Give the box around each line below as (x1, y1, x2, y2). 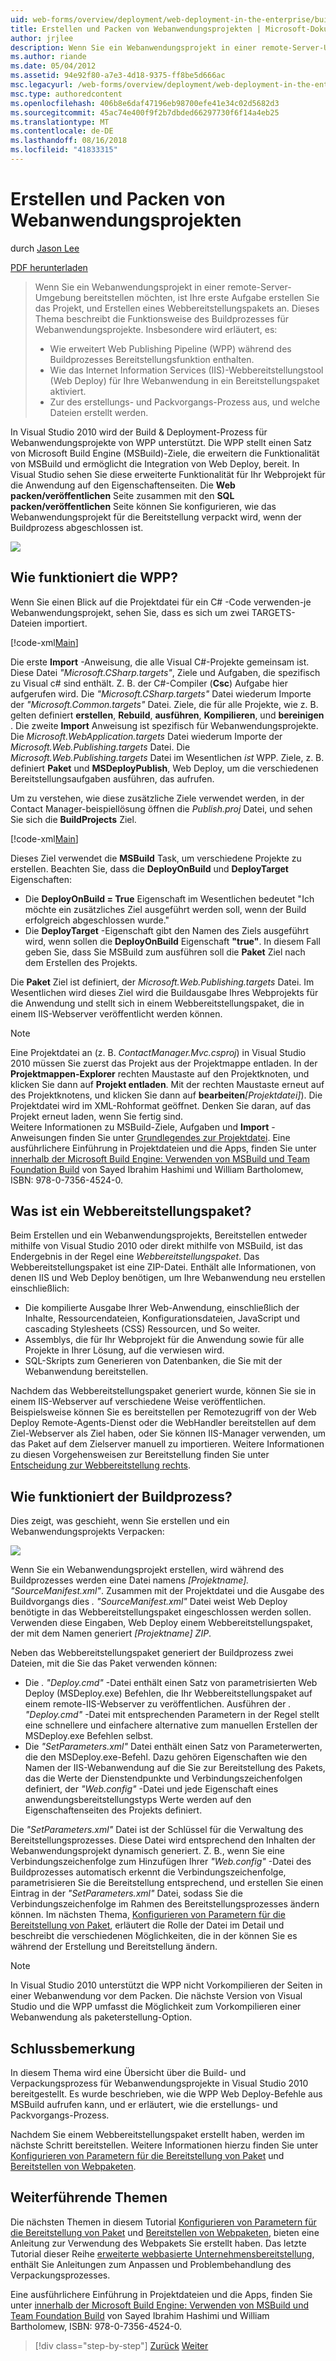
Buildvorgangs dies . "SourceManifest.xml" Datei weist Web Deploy (10, 1596, 288, 1608)
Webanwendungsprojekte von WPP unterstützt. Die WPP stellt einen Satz (10, 436, 313, 448)
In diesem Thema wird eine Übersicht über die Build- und (10, 2067, 247, 2079)
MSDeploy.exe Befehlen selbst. (24, 1730, 154, 1742)
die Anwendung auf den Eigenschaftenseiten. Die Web (10, 479, 236, 491)
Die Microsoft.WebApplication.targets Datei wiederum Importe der (10, 730, 283, 742)
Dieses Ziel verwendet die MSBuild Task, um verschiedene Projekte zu (10, 852, 302, 864)
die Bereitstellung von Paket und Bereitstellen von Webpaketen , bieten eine (10, 2226, 320, 2238)
